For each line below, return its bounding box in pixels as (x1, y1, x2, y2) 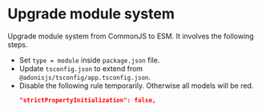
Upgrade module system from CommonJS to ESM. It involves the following (7, 31, 254, 41)
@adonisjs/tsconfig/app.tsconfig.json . (18, 72, 151, 82)
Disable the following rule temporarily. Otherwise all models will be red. (18, 81, 254, 90)
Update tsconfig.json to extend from (18, 63, 143, 73)
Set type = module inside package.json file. (18, 55, 160, 65)
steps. (7, 39, 28, 49)
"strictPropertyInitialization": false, (18, 96, 156, 104)
